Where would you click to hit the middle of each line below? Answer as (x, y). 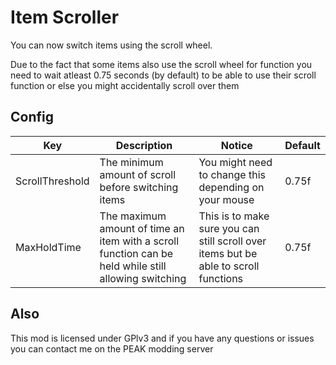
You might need (235, 162)
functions (221, 278)
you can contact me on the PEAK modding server (112, 348)
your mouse (226, 199)
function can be (136, 253)
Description (144, 145)
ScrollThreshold (52, 181)
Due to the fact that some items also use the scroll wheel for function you (161, 64)
